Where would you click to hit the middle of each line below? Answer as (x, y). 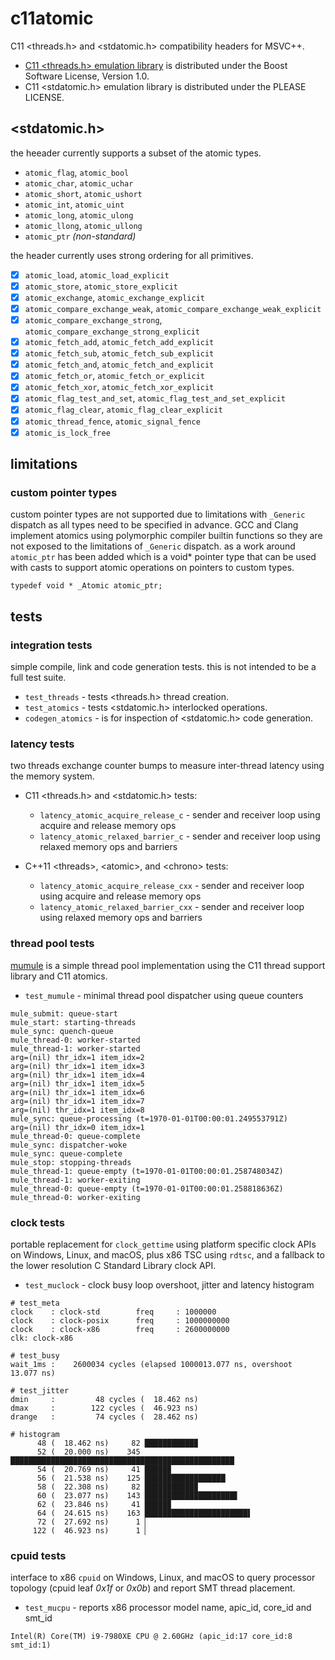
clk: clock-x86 (42, 1338)
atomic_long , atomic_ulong (79, 214)
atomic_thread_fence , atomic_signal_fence (112, 421)
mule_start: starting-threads (73, 1022)
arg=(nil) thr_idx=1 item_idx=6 (77, 1092)
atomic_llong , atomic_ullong (83, 225)
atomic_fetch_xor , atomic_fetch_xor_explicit (119, 387)
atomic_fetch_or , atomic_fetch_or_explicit (114, 376)
